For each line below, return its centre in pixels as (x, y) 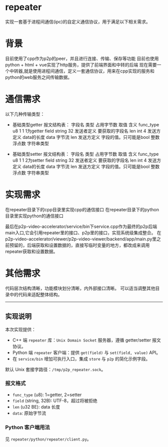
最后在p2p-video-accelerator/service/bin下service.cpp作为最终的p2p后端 (81, 226)
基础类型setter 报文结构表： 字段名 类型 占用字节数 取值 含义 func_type (85, 154)
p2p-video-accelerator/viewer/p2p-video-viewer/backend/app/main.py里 (81, 239)
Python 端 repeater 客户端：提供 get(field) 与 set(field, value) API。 (86, 352)
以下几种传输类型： (25, 114)
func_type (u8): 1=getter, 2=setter (47, 395)
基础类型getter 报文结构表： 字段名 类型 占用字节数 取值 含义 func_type (86, 124)
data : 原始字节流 (29, 413)
